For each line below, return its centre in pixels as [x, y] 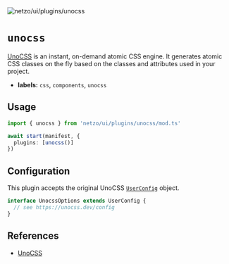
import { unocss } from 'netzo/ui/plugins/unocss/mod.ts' [94, 123]
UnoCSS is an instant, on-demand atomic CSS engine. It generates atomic [115, 56]
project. [19, 71]
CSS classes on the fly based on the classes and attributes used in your [112, 63]
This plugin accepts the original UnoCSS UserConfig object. [93, 188]
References [33, 236]
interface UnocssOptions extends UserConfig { [77, 201]
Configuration [39, 171]
